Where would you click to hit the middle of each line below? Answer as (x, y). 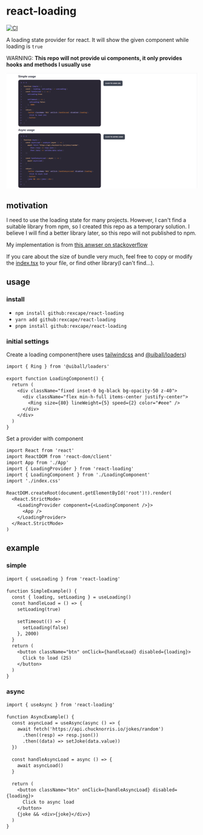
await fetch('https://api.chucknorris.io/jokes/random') (91, 729)
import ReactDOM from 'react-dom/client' (59, 456)
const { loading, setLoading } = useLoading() (72, 597)
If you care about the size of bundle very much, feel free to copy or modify (99, 256)
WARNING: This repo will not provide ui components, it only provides (94, 58)
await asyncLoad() (40, 765)
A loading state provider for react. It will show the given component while (98, 40)
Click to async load (48, 802)
